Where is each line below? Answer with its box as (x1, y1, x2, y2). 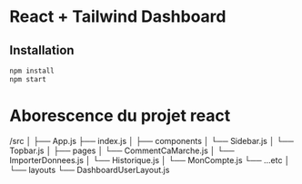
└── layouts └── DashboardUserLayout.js (9, 164, 170, 175)
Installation (9, 43, 75, 58)
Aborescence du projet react (9, 105, 231, 126)
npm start (9, 74, 47, 83)
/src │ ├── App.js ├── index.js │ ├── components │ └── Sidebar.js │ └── (9, 135, 294, 146)
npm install (9, 66, 55, 75)
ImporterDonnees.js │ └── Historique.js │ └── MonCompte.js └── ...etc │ (9, 154, 290, 165)
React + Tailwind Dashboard (9, 6, 226, 27)
